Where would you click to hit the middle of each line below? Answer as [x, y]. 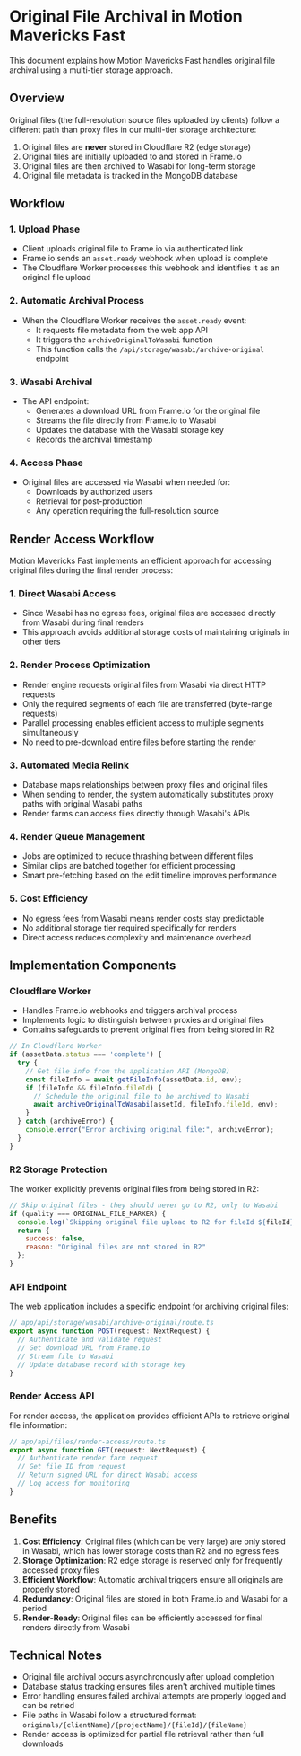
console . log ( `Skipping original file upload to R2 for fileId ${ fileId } [156, 1222]
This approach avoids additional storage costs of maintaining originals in [156, 632]
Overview [37, 98]
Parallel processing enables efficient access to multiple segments [143, 723]
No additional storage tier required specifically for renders [129, 928]
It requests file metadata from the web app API [122, 330]
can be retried [48, 1706]
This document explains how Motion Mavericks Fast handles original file [142, 60]
